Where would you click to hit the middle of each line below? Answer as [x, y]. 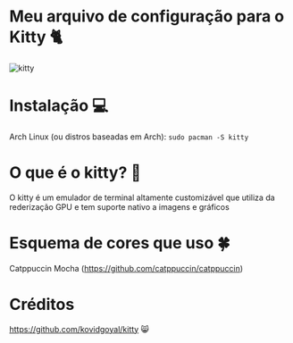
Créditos [42, 304]
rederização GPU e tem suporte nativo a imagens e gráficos [119, 206]
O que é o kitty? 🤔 [75, 173]
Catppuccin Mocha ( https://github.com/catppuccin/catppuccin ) [126, 268]
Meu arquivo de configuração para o [147, 17]
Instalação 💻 [59, 106]
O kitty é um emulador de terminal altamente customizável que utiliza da [142, 197]
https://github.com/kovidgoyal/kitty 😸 [79, 329]
